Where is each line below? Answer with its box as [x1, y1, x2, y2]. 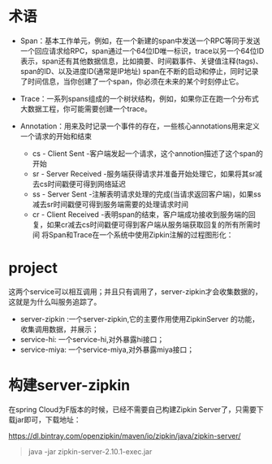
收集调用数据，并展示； [19, 324, 99, 334]
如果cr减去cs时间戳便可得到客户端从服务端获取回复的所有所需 [46, 219, 254, 229]
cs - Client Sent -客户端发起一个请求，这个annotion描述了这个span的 [32, 148, 264, 158]
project [8, 259, 58, 277]
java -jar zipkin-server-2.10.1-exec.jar [28, 446, 153, 456]
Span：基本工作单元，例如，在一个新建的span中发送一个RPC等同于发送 [19, 36, 261, 46]
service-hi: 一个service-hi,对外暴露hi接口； [19, 334, 165, 344]
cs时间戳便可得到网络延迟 [39, 179, 126, 189]
